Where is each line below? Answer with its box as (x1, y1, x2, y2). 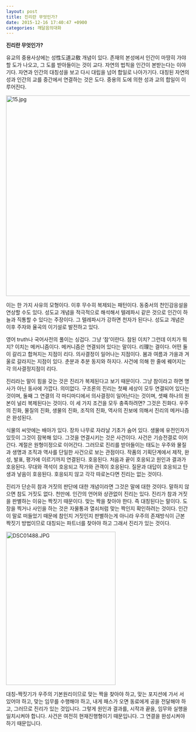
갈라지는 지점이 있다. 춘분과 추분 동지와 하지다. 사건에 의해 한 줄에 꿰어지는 (16, 358, 187, 365)
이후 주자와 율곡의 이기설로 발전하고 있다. (6, 323, 100, 331)
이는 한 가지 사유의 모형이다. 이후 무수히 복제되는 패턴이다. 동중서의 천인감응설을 (6, 302, 188, 309)
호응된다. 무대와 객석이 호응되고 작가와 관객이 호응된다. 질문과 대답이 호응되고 (6, 463, 182, 470)
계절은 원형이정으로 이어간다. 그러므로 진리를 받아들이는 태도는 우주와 (18, 442, 176, 449)
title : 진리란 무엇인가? (6, 14, 58, 20)
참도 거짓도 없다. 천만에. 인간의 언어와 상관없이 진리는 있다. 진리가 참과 (16, 490, 177, 498)
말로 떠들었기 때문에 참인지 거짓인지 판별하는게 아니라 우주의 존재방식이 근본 (12, 512, 185, 519)
